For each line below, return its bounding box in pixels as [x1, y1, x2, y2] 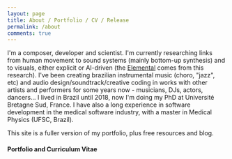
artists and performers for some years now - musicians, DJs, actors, [7, 86, 203, 94]
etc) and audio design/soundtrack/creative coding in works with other [7, 78, 208, 87]
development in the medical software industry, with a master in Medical [7, 108, 212, 116]
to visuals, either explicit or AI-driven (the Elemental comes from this [7, 63, 204, 72]
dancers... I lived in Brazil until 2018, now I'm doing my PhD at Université [7, 93, 215, 102]
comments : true [7, 29, 52, 37]
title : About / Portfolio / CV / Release [7, 17, 130, 24]
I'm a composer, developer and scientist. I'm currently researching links [7, 49, 212, 57]
